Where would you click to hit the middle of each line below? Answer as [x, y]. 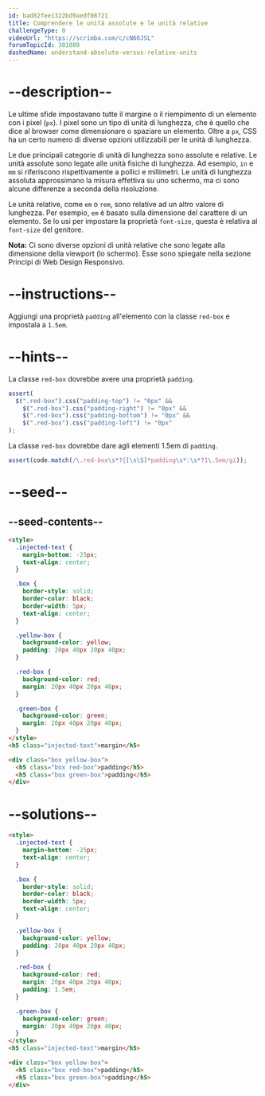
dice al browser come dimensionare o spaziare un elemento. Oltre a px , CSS [132, 131]
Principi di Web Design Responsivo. [66, 262]
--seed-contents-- [56, 521]
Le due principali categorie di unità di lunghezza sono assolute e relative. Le [132, 155]
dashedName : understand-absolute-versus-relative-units [103, 53]
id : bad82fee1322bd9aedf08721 [58, 16]
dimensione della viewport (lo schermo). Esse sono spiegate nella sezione [130, 253]
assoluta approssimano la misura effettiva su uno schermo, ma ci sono [124, 180]
